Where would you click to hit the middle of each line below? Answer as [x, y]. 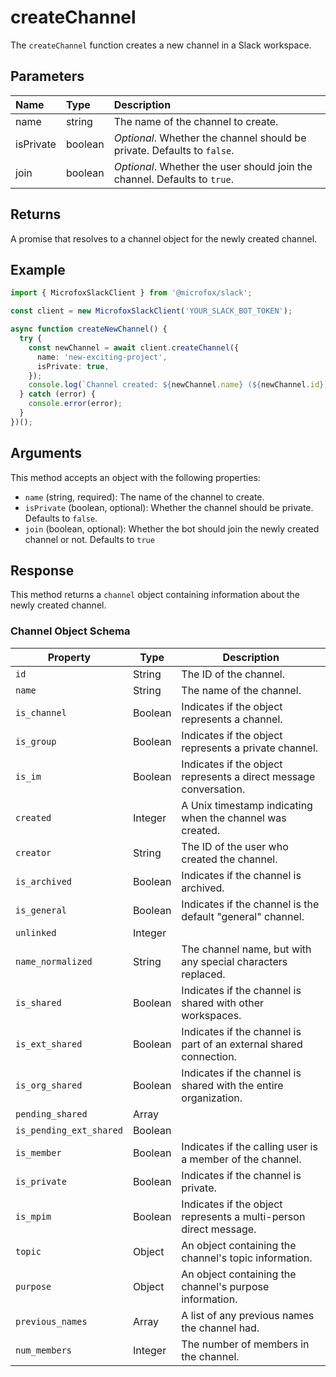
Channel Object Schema [70, 631]
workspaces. [211, 1015]
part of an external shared [242, 1044]
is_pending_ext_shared [69, 1130]
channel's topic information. [247, 1258]
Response [42, 570]
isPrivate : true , [73, 366]
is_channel [41, 712]
